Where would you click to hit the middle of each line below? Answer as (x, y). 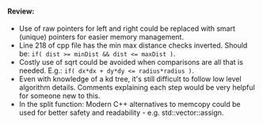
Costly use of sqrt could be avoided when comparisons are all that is (131, 62)
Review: (21, 11)
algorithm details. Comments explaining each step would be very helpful (137, 88)
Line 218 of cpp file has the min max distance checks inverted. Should (133, 45)
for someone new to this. (59, 96)
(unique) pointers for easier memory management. (101, 37)
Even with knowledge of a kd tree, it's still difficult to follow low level (130, 79)
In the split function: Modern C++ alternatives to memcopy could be (130, 104)
